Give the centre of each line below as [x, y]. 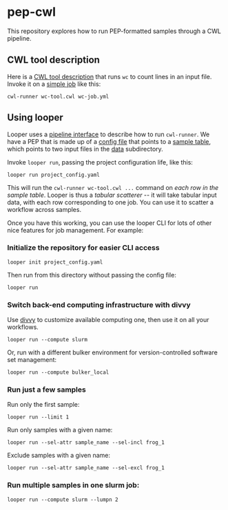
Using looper [35, 118]
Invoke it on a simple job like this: [54, 84]
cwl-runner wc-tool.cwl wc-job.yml [58, 96]
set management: [32, 360]
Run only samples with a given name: [60, 430]
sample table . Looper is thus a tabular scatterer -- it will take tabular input [112, 195]
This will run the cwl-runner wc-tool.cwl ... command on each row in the [113, 187]
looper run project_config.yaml [53, 175]
